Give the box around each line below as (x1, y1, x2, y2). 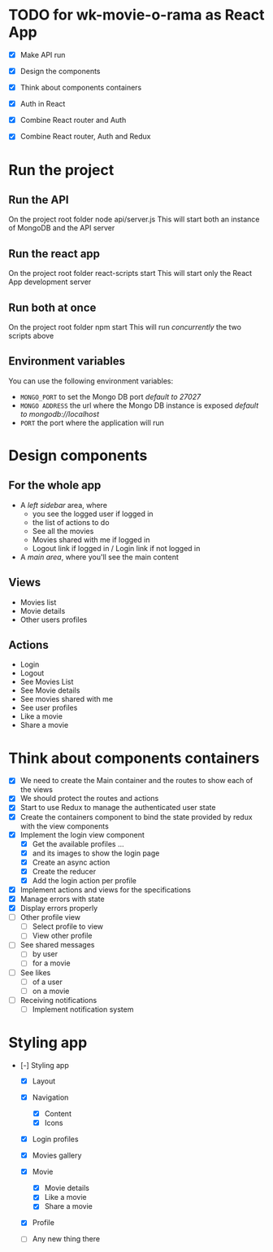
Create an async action (32, 857, 110, 867)
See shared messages (19, 940, 95, 950)
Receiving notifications (19, 995, 97, 1005)
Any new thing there (32, 1234, 100, 1244)
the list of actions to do (32, 517, 110, 527)
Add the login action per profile (32, 875, 136, 885)
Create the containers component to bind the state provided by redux (19, 812, 253, 821)
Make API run (19, 50, 66, 59)
